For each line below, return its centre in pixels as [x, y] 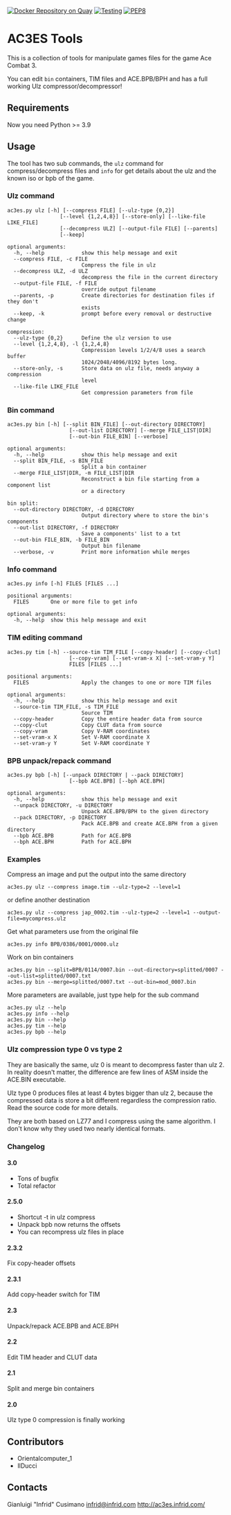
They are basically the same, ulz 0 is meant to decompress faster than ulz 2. [116, 1064]
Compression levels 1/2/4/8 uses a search [144, 350]
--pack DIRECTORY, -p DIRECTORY [60, 818]
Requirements [38, 108]
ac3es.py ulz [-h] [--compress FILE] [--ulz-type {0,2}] [91, 210]
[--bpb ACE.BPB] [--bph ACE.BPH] [117, 781]
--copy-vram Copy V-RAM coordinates [82, 731]
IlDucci [27, 1466]
